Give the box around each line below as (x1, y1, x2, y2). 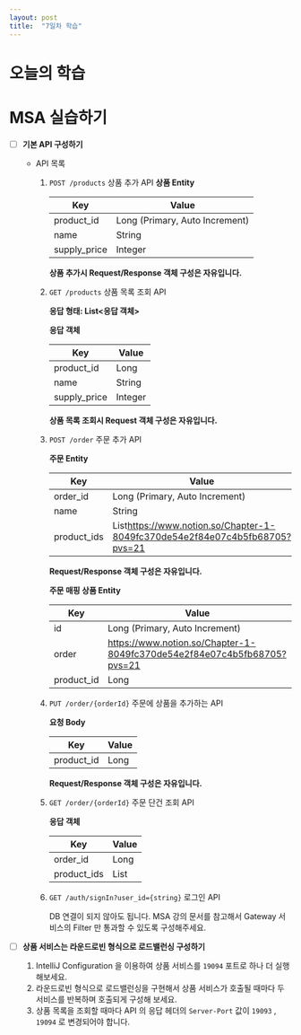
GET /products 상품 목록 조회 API (48, 286, 167, 297)
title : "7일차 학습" (9, 22, 82, 31)
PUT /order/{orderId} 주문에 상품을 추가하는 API (48, 697, 224, 708)
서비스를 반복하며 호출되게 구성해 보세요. (35, 994, 177, 1004)
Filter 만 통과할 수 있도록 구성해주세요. (73, 922, 207, 933)
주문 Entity (48, 452, 89, 463)
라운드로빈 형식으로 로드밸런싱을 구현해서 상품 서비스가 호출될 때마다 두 (35, 982, 285, 993)
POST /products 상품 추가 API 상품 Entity (48, 177, 195, 188)
